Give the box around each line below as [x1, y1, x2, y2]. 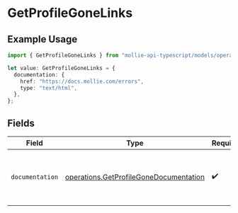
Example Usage [7, 33, 78, 45]
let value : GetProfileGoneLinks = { [7, 64, 115, 71]
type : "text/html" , [20, 84, 78, 91]
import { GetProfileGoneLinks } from [7, 52, 119, 59]
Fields [7, 117, 35, 129]
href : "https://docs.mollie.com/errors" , [20, 78, 144, 85]
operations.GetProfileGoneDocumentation [64, 172, 205, 182]
